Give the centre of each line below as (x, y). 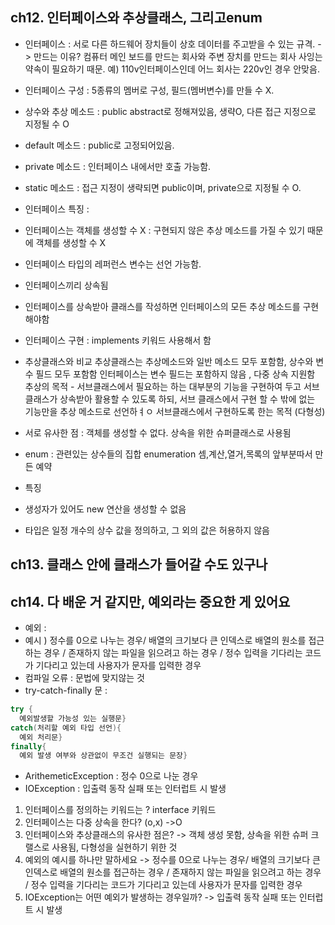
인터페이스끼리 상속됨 (66, 285)
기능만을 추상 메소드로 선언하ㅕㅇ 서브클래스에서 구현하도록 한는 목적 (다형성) (175, 411)
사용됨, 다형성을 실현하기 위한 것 (114, 847)
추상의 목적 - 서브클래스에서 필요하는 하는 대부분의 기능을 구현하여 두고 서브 (172, 386)
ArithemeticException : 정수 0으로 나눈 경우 (111, 776)
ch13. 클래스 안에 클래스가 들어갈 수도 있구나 (139, 564)
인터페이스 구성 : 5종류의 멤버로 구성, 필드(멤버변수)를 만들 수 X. (149, 90)
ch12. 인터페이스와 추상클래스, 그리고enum (136, 18)
